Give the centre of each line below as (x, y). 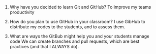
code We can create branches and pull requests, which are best (75, 41)
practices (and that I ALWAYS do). (44, 46)
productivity (22, 12)
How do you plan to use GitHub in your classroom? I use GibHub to (78, 22)
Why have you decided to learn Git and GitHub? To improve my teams (80, 7)
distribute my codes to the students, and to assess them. (67, 27)
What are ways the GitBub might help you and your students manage (79, 36)
